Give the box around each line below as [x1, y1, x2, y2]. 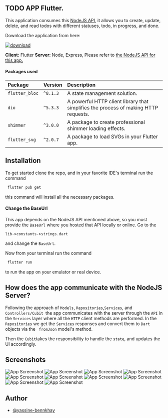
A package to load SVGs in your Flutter [67, 133, 158, 140]
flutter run [7, 259, 32, 265]
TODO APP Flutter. [5, 4, 64, 13]
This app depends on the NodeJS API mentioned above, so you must [5, 216, 147, 222]
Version [43, 81, 62, 88]
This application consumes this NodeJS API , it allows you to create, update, [5, 17, 161, 23]
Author [5, 394, 27, 402]
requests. [67, 110, 89, 117]
